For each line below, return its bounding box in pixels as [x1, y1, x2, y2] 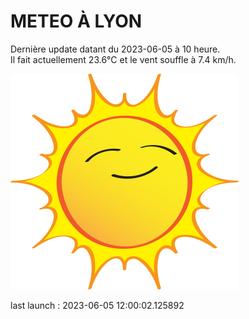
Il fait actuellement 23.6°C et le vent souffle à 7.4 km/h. [10, 53, 237, 65]
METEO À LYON [10, 10, 143, 33]
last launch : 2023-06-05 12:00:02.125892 [10, 299, 185, 311]
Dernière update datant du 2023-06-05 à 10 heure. [10, 43, 221, 55]
